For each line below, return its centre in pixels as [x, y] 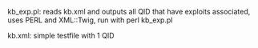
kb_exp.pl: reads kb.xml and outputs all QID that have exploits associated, [129, 12]
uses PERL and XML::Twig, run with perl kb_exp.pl [90, 20]
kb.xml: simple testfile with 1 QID [61, 36]
